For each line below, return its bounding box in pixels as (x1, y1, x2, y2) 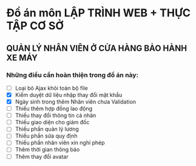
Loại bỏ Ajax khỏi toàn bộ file (15, 84, 88, 91)
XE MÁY (6, 52, 38, 63)
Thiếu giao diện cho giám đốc (15, 119, 90, 126)
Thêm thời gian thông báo (15, 146, 80, 153)
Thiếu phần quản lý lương (15, 125, 79, 133)
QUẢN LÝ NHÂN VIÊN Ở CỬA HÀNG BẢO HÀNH (6, 43, 187, 53)
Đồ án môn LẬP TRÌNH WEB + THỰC (6, 6, 191, 20)
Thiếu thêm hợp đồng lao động (15, 105, 93, 112)
